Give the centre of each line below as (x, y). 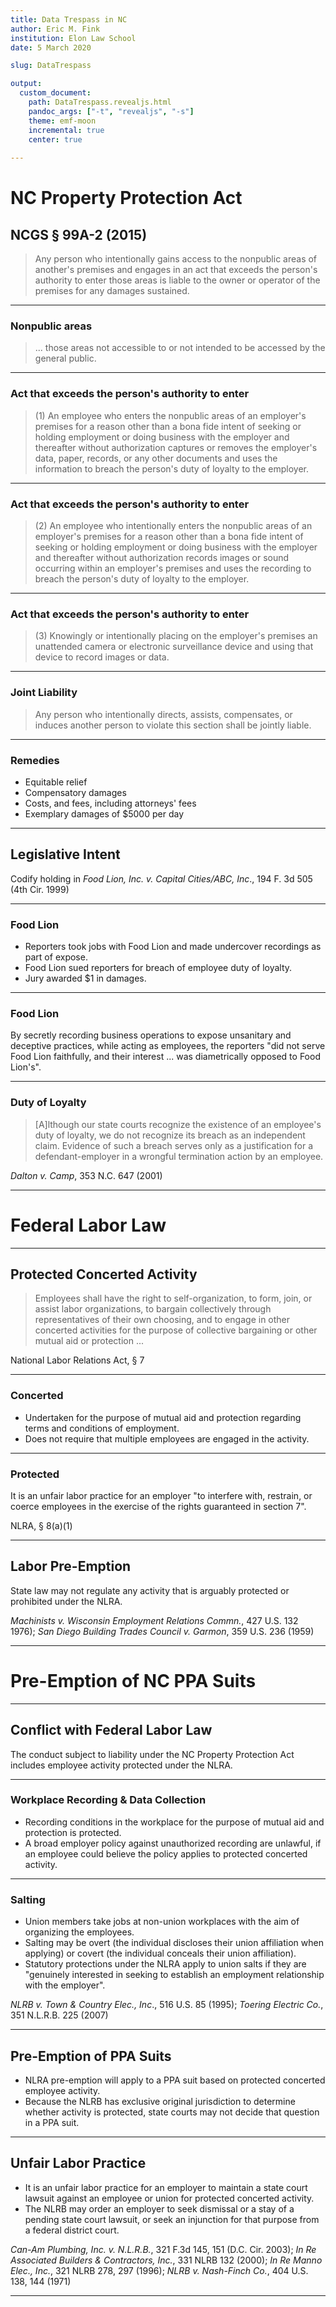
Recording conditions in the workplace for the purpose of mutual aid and (174, 1822)
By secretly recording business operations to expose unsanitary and (151, 1035)
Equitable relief (56, 782)
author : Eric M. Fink (55, 29)
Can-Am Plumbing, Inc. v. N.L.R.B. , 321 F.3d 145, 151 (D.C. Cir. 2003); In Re (163, 2249)
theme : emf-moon (62, 121)
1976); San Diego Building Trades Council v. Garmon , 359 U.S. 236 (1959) (162, 1631)
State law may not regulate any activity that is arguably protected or (150, 1590)
